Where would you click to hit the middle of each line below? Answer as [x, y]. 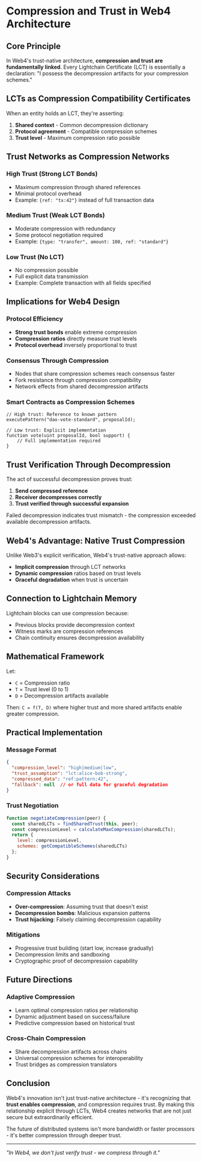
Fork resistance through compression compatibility [78, 380]
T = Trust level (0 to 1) [42, 689]
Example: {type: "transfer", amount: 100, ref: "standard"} [92, 241]
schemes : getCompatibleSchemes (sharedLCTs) [72, 846]
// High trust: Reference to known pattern [62, 415]
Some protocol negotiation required [59, 235]
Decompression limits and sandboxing [62, 954]
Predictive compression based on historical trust [75, 1023]
